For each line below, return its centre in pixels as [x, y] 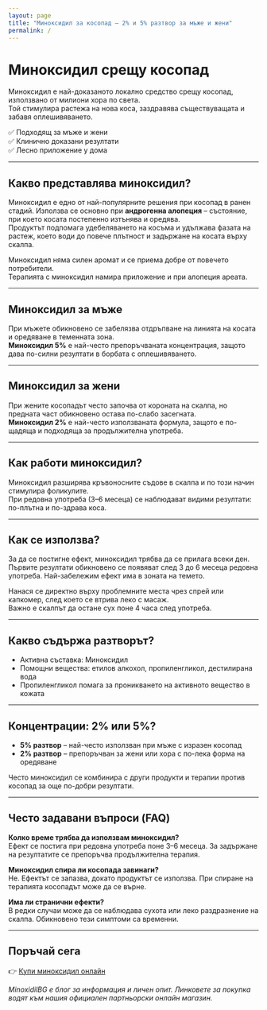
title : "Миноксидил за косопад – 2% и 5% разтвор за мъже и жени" [120, 23]
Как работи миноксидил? [75, 463]
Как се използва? [54, 540]
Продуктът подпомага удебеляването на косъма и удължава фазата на [130, 228]
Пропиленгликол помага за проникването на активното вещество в [135, 685]
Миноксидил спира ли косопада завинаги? [83, 869]
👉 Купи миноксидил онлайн [57, 971]
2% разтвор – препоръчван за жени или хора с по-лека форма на [132, 753]
